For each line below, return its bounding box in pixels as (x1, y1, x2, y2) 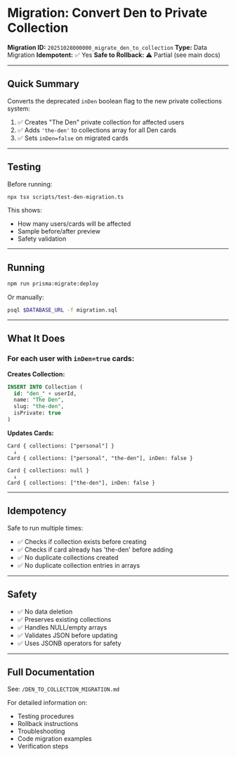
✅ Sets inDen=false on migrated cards (17, 134, 129, 142)
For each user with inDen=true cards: (7, 354, 135, 364)
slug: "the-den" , (13, 403, 65, 410)
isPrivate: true (13, 409, 61, 416)
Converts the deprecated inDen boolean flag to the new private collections (7, 96, 223, 105)
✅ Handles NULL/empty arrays (17, 623, 107, 631)
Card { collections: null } (7, 466, 90, 474)
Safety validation (17, 234, 67, 243)
